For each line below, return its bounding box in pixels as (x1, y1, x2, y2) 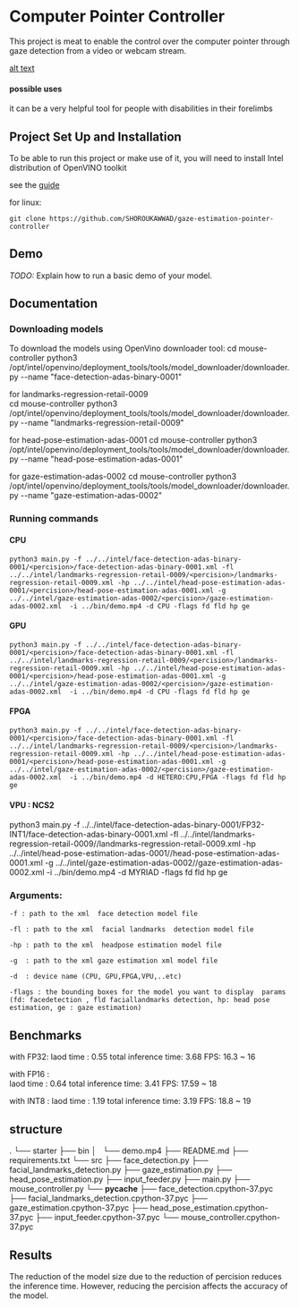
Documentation (9, 296, 98, 311)
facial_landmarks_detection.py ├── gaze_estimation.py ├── (9, 1165, 233, 1176)
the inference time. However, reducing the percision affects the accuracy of (9, 1280, 288, 1291)
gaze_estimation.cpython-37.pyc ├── (9, 1202, 149, 1213)
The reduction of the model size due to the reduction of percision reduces (9, 1270, 282, 1281)
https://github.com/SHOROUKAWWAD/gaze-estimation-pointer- (48, 214, 275, 223)
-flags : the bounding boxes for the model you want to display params (9, 988, 286, 997)
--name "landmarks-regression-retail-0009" (21, 418, 185, 429)
